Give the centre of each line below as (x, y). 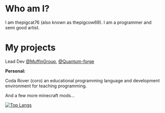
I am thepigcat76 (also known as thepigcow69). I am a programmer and (78, 22)
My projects (30, 48)
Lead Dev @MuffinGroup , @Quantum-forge (50, 61)
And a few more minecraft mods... (40, 95)
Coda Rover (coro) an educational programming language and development (82, 80)
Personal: (15, 71)
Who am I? (27, 9)
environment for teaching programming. (46, 86)
